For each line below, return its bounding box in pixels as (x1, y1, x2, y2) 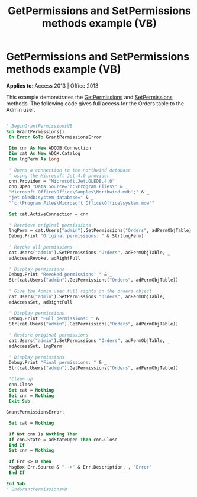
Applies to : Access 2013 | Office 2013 (6, 82, 99, 89)
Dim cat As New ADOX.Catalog (8, 151, 81, 157)
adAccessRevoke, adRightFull (8, 255, 81, 261)
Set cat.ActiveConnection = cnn (8, 211, 89, 217)
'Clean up (8, 376, 33, 382)
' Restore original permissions (8, 333, 89, 338)
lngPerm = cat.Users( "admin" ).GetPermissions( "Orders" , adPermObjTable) (8, 228, 192, 234)
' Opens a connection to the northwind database (8, 167, 131, 173)
